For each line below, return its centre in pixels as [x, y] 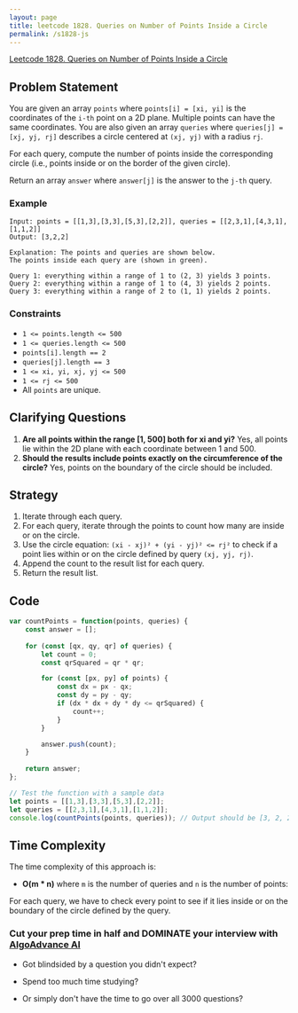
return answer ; [53, 769]
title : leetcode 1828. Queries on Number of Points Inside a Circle [138, 26]
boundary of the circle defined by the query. [90, 911]
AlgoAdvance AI [45, 945]
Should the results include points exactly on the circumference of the [152, 458]
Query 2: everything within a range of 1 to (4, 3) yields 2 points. [141, 284]
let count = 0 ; [69, 654]
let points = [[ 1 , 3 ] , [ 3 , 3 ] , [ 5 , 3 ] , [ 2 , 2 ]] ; [87, 801]
